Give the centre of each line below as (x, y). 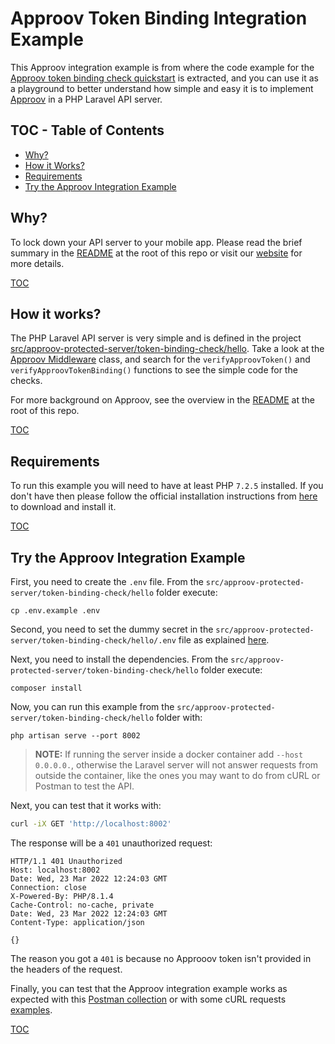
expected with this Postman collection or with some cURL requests (148, 999)
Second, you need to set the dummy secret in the (112, 629)
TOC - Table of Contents (87, 130)
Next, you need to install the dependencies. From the (119, 659)
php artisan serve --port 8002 (75, 736)
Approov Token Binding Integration (159, 18)
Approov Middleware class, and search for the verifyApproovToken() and (160, 359)
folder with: (179, 717)
